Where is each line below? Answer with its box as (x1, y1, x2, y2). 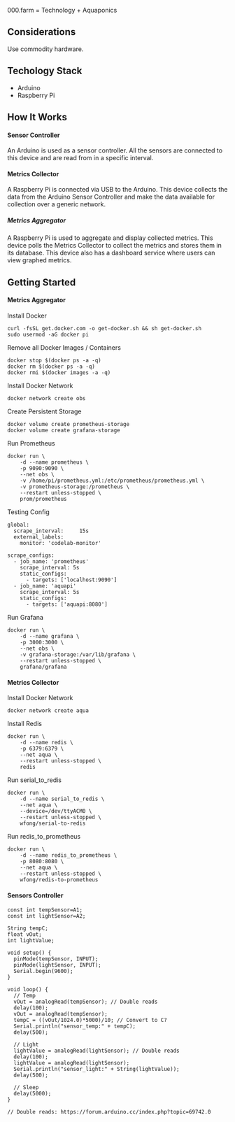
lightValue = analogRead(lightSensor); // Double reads (13, 1047, 180, 1055)
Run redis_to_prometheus (7, 832, 81, 841)
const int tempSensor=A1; (7, 907, 83, 914)
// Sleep (13, 1084, 39, 1091)
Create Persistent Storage (7, 407, 82, 416)
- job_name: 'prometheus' (13, 558, 90, 565)
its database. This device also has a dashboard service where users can (7, 248, 215, 257)
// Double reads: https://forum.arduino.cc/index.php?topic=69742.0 (7, 1109, 211, 1116)
